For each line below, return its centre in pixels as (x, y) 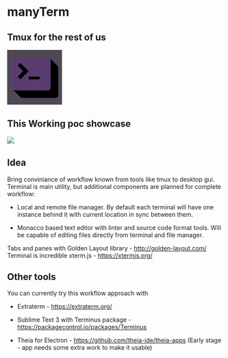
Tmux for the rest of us (56, 37)
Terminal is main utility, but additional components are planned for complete (114, 186)
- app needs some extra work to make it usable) (85, 348)
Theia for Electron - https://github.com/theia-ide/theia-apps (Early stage (119, 340)
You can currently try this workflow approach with (78, 293)
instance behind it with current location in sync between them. (105, 214)
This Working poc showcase (69, 124)
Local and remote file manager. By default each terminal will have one (115, 207)
